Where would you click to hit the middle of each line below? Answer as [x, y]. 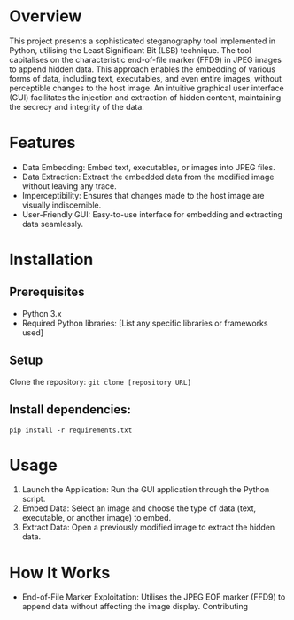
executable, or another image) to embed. [97, 518]
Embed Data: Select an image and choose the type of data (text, [139, 508]
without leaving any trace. [69, 186]
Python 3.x [42, 313]
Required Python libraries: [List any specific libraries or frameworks [145, 323]
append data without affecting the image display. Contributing [135, 607]
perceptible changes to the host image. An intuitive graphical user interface [147, 88]
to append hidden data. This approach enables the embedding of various [143, 69]
